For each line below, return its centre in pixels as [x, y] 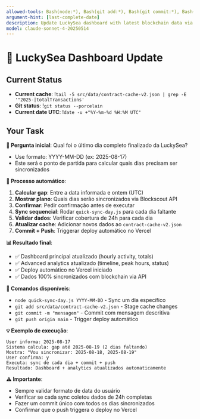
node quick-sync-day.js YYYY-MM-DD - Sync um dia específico [90, 300]
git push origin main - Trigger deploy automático [76, 319]
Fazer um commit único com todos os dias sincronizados [85, 403]
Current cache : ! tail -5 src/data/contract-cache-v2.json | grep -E [101, 94]
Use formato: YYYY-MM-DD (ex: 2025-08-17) [71, 157]
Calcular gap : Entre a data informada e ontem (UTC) [79, 193]
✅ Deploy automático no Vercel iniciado [63, 270]
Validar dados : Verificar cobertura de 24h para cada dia [84, 218]
